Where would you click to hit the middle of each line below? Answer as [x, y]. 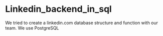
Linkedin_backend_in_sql [59, 9]
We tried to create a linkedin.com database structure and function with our [82, 23]
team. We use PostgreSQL [32, 28]
